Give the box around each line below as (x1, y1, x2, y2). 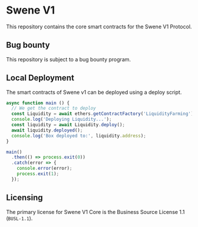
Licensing (6, 193, 43, 203)
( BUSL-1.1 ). (6, 215, 33, 222)
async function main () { (6, 100, 70, 106)
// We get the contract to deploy (11, 106, 96, 111)
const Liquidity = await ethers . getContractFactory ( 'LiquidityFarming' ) (11, 111, 194, 117)
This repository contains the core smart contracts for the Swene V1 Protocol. (6, 23, 192, 30)
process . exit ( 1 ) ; (16, 171, 60, 177)
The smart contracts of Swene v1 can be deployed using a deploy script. (6, 88, 182, 96)
